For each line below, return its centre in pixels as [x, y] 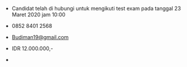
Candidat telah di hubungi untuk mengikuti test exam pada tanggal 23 [96, 8]
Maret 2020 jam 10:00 [39, 15]
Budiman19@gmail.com [40, 37]
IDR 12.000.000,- [32, 48]
